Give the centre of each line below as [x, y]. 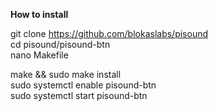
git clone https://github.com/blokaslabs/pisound [109, 33]
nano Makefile [39, 55]
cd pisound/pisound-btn [60, 44]
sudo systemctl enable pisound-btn [83, 85]
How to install [39, 14]
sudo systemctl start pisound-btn [79, 95]
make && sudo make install [66, 74]
